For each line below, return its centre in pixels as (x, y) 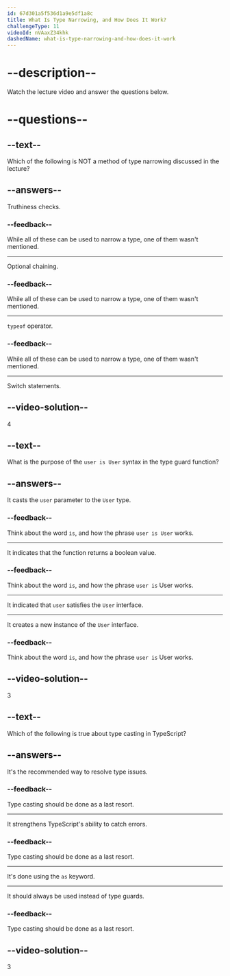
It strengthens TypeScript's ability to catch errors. (77, 824)
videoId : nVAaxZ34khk (38, 33)
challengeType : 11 (33, 26)
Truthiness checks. (34, 206)
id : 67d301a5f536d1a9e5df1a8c (50, 13)
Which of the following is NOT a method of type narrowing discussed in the (113, 161)
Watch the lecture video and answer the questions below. (88, 92)
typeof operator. (30, 326)
